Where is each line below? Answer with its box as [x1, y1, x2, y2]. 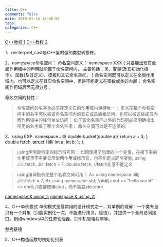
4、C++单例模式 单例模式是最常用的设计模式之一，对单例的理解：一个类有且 [5, 204, 159, 209]
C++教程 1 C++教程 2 [5, 39, 48, 45]
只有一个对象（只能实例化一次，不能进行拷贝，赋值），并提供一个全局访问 [5, 210, 152, 216]
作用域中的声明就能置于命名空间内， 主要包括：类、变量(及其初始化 [9, 66, 145, 72]
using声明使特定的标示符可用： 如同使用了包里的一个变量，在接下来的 [17, 149, 157, 155]
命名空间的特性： [5, 95, 39, 100]
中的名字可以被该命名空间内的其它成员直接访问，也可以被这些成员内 [21, 111, 158, 117]
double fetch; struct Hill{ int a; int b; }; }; [5, 139, 85, 145]
